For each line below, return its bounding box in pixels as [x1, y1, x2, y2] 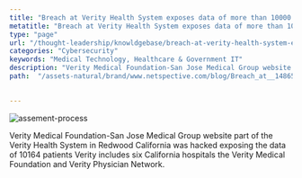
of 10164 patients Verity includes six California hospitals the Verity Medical [9, 149, 286, 160]
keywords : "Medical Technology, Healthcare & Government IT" [9, 55, 244, 64]
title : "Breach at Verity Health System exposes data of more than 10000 [9, 13, 292, 22]
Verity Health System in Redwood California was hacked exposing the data [9, 139, 286, 150]
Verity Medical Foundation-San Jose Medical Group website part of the [9, 129, 273, 140]
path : [9, 72, 30, 81]
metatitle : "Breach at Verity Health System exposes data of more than [9, 22, 283, 31]
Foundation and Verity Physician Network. [9, 158, 165, 169]
